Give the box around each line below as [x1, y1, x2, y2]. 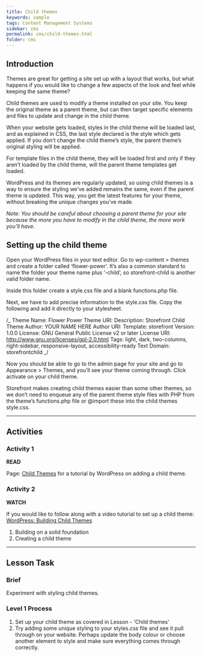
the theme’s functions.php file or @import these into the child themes [6, 397, 178, 405]
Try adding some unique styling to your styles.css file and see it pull [14, 625, 184, 632]
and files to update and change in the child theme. [6, 112, 131, 119]
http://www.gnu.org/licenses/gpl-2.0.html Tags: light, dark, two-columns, [6, 335, 188, 343]
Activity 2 [6, 485, 35, 494]
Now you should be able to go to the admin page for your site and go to [6, 360, 183, 367]
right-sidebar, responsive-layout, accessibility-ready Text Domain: [6, 342, 170, 349]
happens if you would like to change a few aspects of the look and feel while [6, 81, 196, 88]
